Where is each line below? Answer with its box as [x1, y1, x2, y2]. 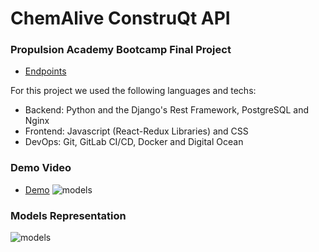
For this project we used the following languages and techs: [10, 85, 257, 97]
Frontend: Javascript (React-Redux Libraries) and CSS [24, 125, 249, 137]
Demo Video [10, 161, 72, 175]
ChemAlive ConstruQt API [10, 7, 231, 30]
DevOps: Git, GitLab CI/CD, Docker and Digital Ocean [24, 136, 244, 148]
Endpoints [24, 65, 67, 77]
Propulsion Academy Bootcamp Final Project [10, 43, 232, 57]
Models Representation [10, 208, 127, 222]
